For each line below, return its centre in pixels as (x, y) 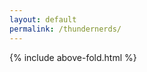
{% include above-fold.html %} (73, 57)
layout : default (43, 19)
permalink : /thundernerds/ (65, 29)
